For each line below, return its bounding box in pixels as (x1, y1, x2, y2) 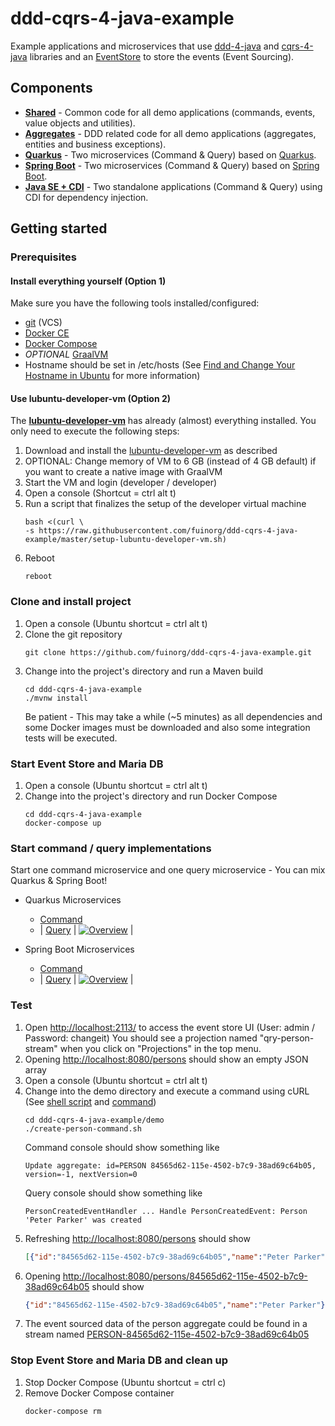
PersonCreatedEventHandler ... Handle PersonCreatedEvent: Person (24, 1206, 308, 1216)
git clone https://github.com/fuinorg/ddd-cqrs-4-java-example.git (24, 647, 312, 657)
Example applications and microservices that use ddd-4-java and (10, 40, 280, 52)
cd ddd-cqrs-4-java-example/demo (24, 1115, 165, 1125)
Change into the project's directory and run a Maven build (24, 665, 264, 677)
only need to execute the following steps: (10, 425, 180, 437)
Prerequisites (10, 250, 77, 264)
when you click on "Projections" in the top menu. (59, 1042, 262, 1054)
